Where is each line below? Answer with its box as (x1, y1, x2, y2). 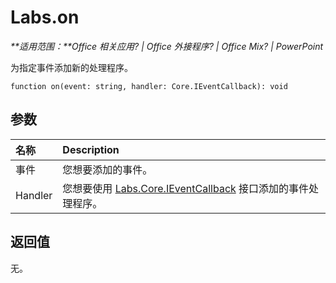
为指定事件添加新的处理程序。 (10, 61, 133, 73)
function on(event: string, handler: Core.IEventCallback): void (10, 81, 288, 91)
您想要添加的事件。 (62, 162, 153, 176)
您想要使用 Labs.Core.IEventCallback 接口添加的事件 (62, 181, 310, 195)
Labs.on (10, 6, 80, 29)
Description (62, 142, 120, 156)
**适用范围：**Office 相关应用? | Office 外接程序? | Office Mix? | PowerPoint (10, 40, 324, 52)
